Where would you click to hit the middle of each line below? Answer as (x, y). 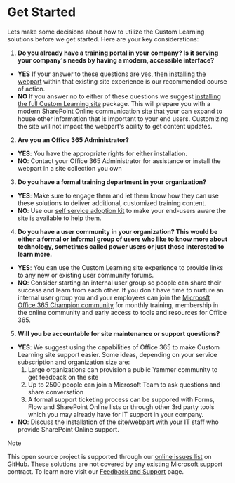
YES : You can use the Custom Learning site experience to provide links (120, 267)
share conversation (56, 392)
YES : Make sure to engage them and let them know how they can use (118, 195)
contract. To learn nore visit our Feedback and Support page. (96, 471)
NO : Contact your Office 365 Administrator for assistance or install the (119, 161)
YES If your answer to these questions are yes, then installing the (112, 74)
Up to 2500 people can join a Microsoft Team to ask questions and (124, 385)
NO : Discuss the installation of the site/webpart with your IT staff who (118, 422)
